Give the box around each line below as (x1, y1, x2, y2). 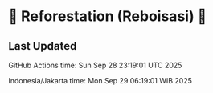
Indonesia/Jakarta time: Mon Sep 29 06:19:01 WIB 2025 (8, 76, 193, 85)
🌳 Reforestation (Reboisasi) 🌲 (8, 7, 207, 26)
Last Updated (8, 39, 77, 53)
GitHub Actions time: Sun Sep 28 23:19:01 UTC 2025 (8, 60, 182, 70)
